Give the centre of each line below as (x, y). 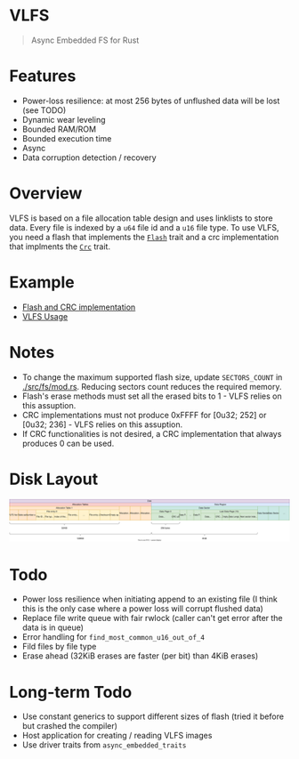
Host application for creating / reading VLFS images (117, 736)
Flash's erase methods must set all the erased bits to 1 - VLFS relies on (152, 396)
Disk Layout (54, 479)
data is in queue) (53, 627)
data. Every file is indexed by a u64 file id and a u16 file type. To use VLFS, (144, 227)
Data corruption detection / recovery (89, 157)
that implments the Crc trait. (60, 246)
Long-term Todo (71, 692)
